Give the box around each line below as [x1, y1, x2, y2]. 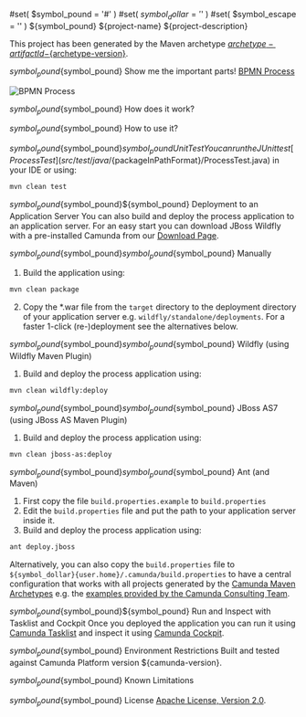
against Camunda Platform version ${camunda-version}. [9, 657, 222, 668]
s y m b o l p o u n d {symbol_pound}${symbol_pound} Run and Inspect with [9, 606, 271, 619]
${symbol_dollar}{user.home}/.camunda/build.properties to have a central [9, 569, 292, 580]
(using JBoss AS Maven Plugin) [9, 414, 128, 425]
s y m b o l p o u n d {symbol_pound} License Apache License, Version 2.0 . [9, 694, 267, 708]
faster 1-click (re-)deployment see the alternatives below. [22, 321, 239, 332]
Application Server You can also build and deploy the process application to [9, 210, 295, 221]
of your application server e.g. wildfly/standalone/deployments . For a [22, 311, 285, 322]
